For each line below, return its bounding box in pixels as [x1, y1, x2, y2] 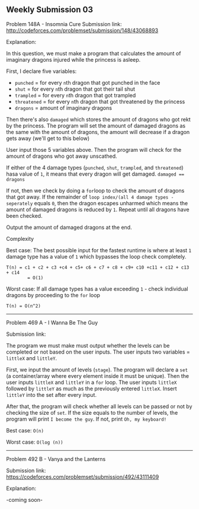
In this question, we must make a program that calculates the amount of [6, 50, 181, 57]
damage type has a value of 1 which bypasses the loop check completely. [6, 253, 187, 260]
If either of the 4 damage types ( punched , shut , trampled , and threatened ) [6, 164, 184, 171]
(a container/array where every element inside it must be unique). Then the [6, 372, 190, 379]
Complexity [6, 235, 34, 242]
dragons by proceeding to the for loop [6, 291, 101, 298]
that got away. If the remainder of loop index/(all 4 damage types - [6, 193, 174, 201]
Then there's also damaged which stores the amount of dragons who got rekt [6, 116, 191, 123]
